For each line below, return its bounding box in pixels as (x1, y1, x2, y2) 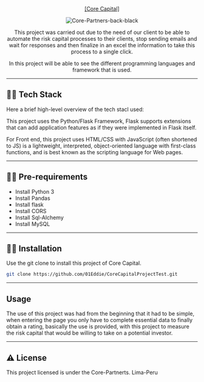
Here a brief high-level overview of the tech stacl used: (6, 106, 144, 113)
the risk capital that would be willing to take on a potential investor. (6, 329, 173, 336)
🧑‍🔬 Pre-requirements (6, 172, 88, 182)
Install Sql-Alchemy (15, 214, 64, 221)
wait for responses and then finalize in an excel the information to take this (8, 42, 195, 49)
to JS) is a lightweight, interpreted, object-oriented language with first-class (6, 142, 196, 149)
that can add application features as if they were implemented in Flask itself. (6, 124, 197, 131)
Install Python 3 (15, 188, 55, 195)
